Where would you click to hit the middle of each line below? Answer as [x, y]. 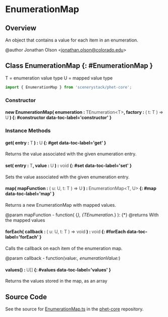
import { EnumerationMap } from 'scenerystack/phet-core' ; [69, 87]
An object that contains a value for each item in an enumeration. [72, 40]
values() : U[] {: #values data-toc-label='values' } [58, 269]
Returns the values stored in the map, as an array [56, 281]
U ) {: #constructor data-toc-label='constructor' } [59, 118]
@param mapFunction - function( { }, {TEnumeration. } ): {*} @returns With [82, 215]
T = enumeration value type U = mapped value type [59, 78]
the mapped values [25, 220]
